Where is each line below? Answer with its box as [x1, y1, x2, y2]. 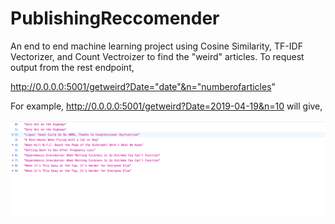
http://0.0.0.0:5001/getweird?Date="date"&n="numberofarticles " [10, 80, 277, 92]
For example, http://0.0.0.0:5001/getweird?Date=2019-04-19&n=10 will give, [10, 100, 323, 112]
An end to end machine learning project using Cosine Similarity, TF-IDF [10, 40, 303, 52]
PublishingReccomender [10, 7, 220, 30]
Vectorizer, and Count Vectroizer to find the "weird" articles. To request [10, 50, 305, 62]
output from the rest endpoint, [10, 61, 135, 73]
